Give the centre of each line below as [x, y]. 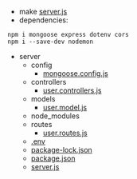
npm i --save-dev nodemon [50, 42]
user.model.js [65, 107]
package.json [53, 158]
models [43, 99]
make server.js [43, 12]
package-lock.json [61, 150]
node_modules [55, 116]
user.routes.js [65, 133]
